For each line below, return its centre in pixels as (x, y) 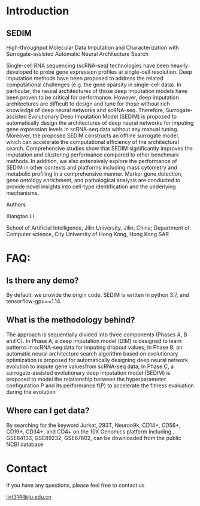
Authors (16, 204)
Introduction (38, 11)
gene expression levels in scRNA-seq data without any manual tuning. (92, 129)
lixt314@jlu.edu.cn (29, 496)
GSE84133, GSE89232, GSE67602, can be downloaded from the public (94, 438)
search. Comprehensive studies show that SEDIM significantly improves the (99, 148)
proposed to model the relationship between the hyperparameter (86, 379)
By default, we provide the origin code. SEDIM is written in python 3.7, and (98, 295)
